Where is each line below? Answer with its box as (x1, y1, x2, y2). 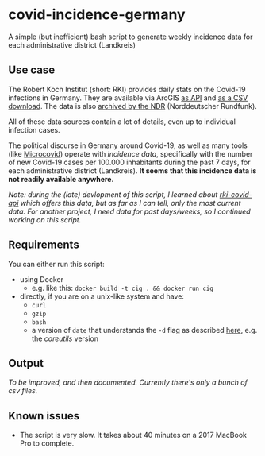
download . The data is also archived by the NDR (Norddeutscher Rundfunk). (8, 101, 258, 110)
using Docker (19, 274, 63, 284)
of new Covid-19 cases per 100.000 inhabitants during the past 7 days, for (8, 157, 251, 167)
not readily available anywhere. (8, 174, 114, 184)
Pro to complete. (19, 439, 75, 448)
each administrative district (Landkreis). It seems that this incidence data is (8, 165, 257, 176)
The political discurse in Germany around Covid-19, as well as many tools (8, 141, 248, 150)
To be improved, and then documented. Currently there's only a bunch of (8, 377, 248, 387)
